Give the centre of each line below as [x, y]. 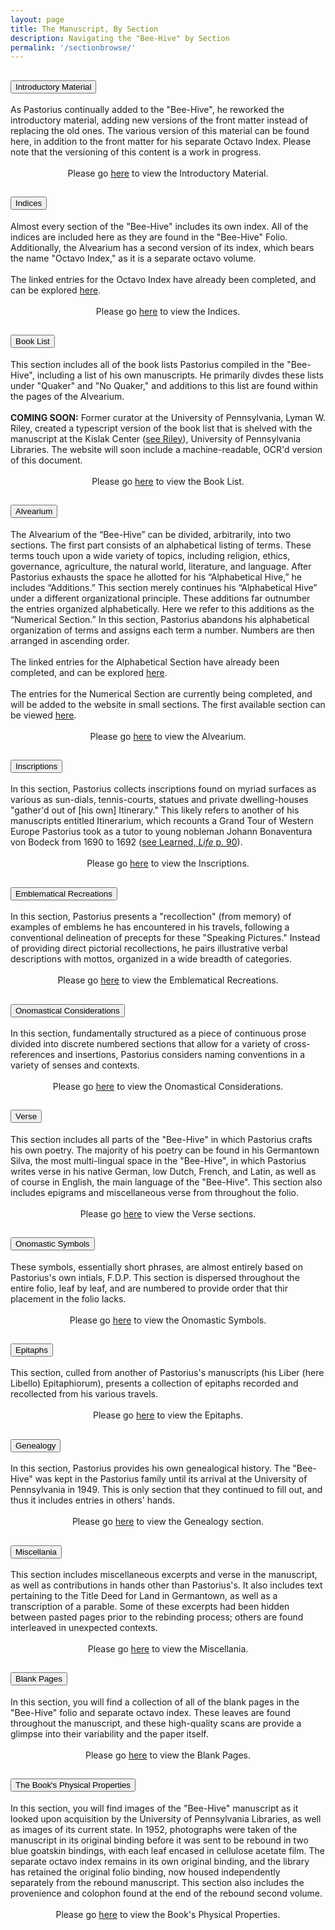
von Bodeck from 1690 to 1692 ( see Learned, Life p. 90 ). [126, 842]
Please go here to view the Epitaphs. [168, 1415]
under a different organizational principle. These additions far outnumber [160, 598]
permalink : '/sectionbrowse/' [73, 47]
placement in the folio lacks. [68, 1298]
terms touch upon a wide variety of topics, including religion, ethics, [150, 555]
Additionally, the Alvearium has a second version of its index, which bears [162, 247]
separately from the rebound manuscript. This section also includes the [157, 1882]
